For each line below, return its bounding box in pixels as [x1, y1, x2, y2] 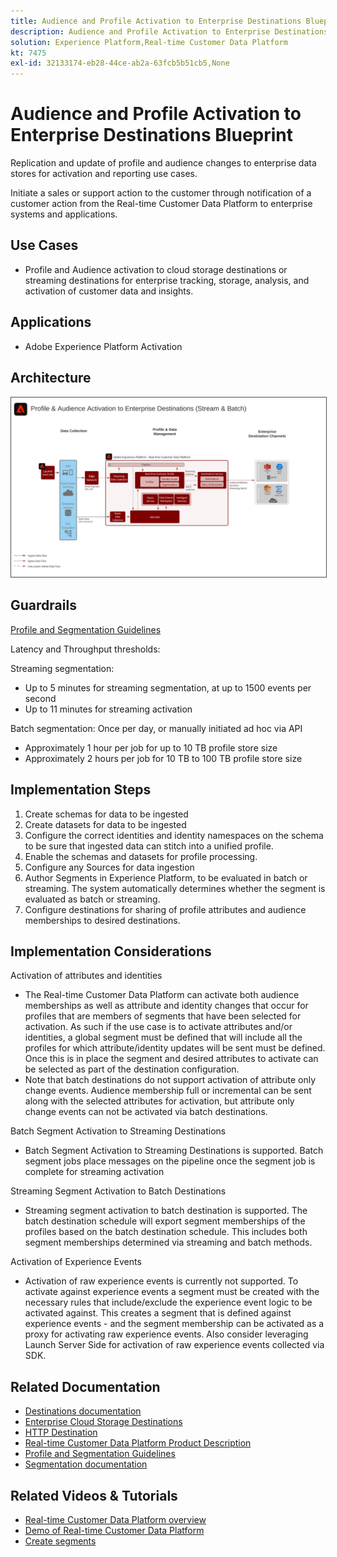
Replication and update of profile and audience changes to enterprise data [10, 157, 317, 169]
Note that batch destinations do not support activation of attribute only [24, 1074, 317, 1086]
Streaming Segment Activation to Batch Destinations [10, 1185, 227, 1197]
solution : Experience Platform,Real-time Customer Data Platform [10, 37, 288, 47]
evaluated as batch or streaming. [24, 893, 161, 905]
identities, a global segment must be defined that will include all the [24, 1031, 303, 1044]
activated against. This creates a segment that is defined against [24, 1307, 292, 1319]
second [24, 692, 57, 704]
